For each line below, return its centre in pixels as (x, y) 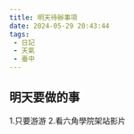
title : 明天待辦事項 (43, 17)
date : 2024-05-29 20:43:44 (59, 26)
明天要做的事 (45, 98)
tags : (19, 34)
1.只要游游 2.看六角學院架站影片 (68, 121)
